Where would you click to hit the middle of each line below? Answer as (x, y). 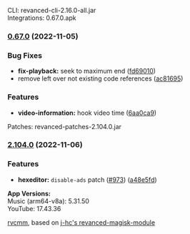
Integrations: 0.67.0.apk (42, 18)
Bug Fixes (25, 55)
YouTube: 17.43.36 (34, 208)
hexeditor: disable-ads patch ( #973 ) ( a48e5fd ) (87, 179)
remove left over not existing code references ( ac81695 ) (100, 78)
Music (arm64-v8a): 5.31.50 (48, 201)
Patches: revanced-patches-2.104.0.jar (65, 126)
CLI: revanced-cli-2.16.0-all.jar (52, 10)
